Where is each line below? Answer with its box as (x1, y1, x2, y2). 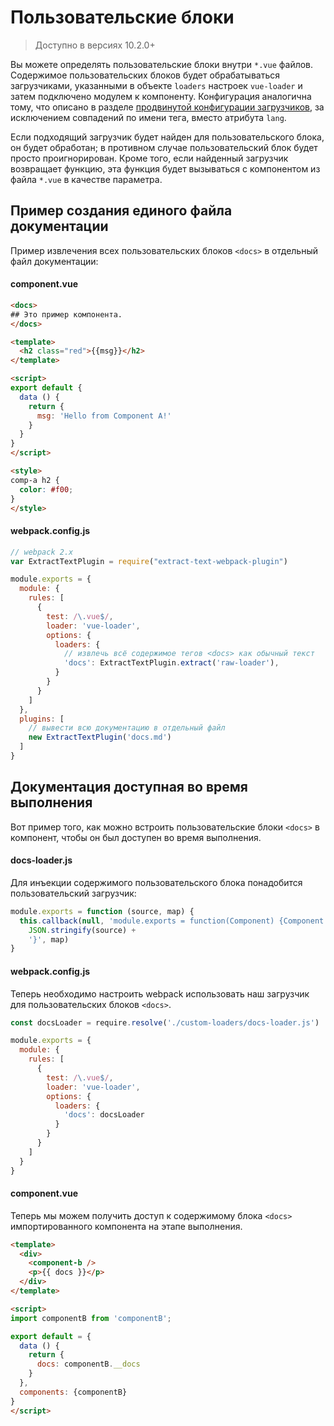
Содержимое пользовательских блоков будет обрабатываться (10, 69, 280, 81)
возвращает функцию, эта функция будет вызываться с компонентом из (10, 162, 321, 175)
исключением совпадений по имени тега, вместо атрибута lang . (10, 111, 287, 123)
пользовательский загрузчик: (10, 887, 137, 899)
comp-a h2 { (10, 475, 60, 485)
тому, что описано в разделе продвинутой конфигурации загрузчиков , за (10, 101, 325, 113)
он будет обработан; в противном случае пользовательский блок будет (10, 141, 318, 153)
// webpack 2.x (10, 547, 74, 557)
